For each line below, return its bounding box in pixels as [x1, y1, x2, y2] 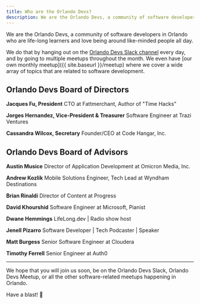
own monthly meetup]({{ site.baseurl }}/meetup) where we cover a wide [6, 61, 183, 68]
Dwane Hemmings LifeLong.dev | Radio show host [6, 215, 132, 222]
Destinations [6, 181, 37, 188]
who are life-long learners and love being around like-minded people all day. [6, 37, 193, 44]
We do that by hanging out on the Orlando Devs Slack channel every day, [6, 48, 186, 55]
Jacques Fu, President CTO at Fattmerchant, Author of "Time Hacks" [6, 101, 177, 108]
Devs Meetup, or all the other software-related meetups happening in [6, 273, 177, 280]
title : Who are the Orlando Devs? [6, 8, 92, 15]
